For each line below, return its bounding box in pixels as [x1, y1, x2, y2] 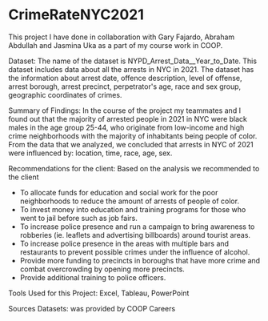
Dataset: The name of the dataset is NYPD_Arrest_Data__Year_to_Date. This [8, 56, 258, 66]
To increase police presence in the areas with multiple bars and [19, 239, 230, 248]
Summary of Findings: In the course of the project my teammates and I [8, 106, 242, 115]
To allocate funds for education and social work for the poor [19, 187, 218, 197]
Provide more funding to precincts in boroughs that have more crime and [19, 255, 261, 265]
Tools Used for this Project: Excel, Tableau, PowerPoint [8, 288, 190, 298]
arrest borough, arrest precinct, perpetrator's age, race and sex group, [8, 82, 242, 91]
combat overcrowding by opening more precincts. [19, 264, 186, 274]
